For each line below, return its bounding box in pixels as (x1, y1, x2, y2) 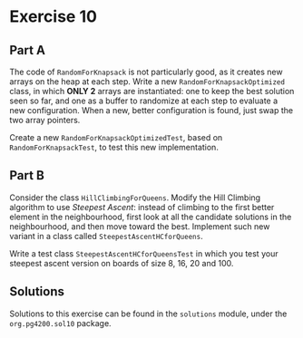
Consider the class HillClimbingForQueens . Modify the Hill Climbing (9, 192, 261, 203)
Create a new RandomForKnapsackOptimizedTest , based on (9, 132, 223, 142)
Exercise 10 (9, 6, 98, 27)
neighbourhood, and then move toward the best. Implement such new (9, 220, 270, 232)
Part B (9, 168, 45, 183)
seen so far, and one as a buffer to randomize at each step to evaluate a (9, 95, 279, 106)
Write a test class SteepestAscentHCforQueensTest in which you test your (9, 247, 279, 259)
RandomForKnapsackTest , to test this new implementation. (9, 142, 220, 152)
